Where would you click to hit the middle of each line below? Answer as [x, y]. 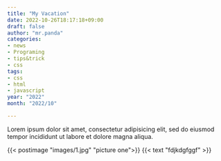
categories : [24, 39]
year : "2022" [26, 97]
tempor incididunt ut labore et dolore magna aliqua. [80, 136]
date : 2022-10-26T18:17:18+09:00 [55, 20]
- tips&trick [26, 59]
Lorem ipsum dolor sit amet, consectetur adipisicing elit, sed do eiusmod [111, 129]
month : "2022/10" [32, 104]
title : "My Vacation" [38, 13]
